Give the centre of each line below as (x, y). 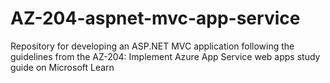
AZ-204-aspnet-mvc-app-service (155, 18)
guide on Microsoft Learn (62, 67)
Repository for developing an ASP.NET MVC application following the (152, 46)
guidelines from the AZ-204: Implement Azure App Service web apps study (165, 56)
